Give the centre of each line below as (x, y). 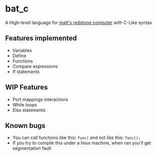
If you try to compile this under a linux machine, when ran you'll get (82, 143)
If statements (26, 71)
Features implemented (41, 38)
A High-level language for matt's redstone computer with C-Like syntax (79, 22)
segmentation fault (32, 148)
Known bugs (25, 125)
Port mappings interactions (40, 99)
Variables (22, 50)
